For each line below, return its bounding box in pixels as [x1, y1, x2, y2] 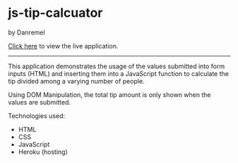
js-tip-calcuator [8, 5, 103, 21]
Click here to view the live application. [8, 41, 119, 50]
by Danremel [8, 28, 45, 37]
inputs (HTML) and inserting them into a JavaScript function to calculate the [8, 69, 229, 78]
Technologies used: [8, 111, 66, 120]
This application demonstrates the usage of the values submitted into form [8, 62, 225, 70]
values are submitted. [8, 98, 71, 106]
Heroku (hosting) [18, 148, 68, 156]
